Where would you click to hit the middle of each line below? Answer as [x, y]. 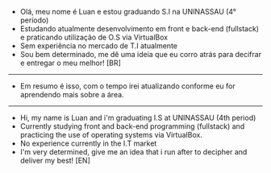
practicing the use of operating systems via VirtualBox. [111, 135]
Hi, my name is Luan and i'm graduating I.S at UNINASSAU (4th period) [138, 117]
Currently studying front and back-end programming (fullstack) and [132, 126]
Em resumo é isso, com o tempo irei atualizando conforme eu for [127, 86]
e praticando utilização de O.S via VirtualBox [94, 37]
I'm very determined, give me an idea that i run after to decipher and [133, 152]
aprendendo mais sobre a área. [72, 95]
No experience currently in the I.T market [88, 143]
